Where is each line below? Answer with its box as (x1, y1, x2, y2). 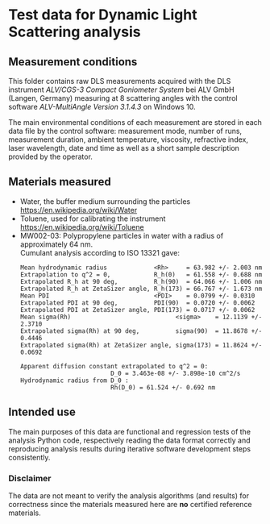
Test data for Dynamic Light (8, 6, 197, 24)
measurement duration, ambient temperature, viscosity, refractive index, (8, 135, 248, 144)
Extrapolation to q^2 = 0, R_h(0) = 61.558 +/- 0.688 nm (19, 270, 263, 279)
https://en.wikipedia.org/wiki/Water (19, 205, 138, 214)
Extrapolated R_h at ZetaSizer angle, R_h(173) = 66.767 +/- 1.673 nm (19, 285, 263, 293)
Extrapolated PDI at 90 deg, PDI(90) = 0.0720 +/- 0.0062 (19, 298, 255, 307)
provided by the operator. (8, 152, 93, 161)
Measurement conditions (8, 55, 138, 69)
